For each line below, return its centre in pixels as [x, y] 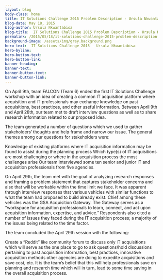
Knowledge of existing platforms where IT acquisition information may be [78, 146]
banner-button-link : [26, 77]
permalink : [16, 37]
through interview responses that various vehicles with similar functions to [79, 192]
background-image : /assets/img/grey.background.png [58, 41]
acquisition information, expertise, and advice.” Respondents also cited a [78, 213]
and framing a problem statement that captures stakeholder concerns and [79, 182]
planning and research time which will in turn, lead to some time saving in [78, 268]
